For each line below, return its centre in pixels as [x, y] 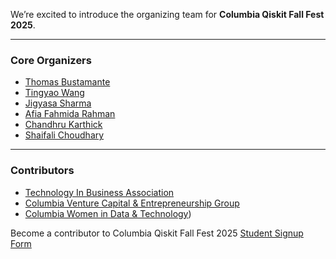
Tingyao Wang [54, 93]
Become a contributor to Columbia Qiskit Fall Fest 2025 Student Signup [157, 233]
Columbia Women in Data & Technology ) [108, 213]
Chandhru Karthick [63, 125]
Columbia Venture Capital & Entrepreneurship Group [132, 203]
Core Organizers [51, 60]
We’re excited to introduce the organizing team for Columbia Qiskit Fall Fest [167, 14]
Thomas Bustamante [67, 82]
